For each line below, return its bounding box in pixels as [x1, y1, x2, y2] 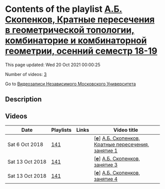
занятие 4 [94, 176, 118, 183]
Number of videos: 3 [5, 71, 47, 77]
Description [5, 95, 42, 104]
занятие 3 [94, 161, 118, 168]
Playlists [51, 127, 72, 134]
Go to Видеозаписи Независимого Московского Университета [5, 80, 136, 87]
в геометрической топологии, [5, 25, 135, 36]
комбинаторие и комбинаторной [5, 35, 147, 46]
